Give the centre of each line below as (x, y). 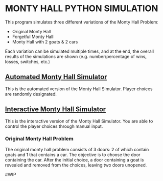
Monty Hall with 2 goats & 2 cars (45, 41)
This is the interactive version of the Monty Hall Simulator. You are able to (79, 121)
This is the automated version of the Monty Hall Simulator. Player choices (79, 89)
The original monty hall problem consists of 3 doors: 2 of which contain (77, 149)
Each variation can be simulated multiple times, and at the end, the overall (80, 51)
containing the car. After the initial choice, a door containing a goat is (75, 160)
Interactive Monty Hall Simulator (56, 110)
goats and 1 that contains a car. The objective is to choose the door (73, 155)
